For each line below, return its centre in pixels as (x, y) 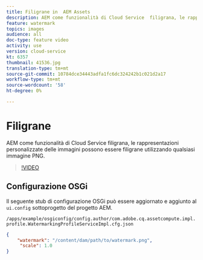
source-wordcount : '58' (36, 85)
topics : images (25, 29)
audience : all (24, 35)
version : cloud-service (36, 52)
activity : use (24, 46)
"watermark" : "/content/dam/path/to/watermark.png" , (85, 240)
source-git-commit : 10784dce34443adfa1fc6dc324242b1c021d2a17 (86, 74)
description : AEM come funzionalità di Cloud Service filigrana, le (96, 18)
